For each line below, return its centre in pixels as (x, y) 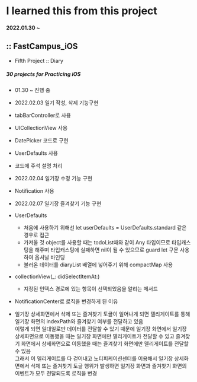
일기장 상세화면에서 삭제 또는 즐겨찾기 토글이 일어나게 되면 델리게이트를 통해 (102, 314)
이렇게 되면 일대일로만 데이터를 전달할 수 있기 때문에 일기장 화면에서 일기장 (101, 329)
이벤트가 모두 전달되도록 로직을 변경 (56, 373)
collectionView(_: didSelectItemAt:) (57, 276)
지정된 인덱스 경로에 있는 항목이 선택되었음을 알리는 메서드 (91, 288)
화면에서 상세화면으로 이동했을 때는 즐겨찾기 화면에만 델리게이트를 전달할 (105, 343)
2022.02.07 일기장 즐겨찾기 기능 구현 (58, 203)
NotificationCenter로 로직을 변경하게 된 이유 (66, 301)
